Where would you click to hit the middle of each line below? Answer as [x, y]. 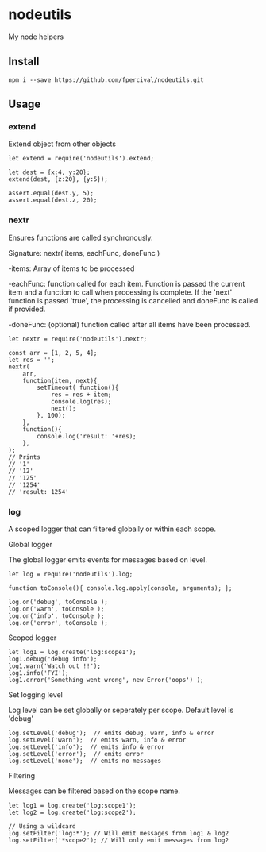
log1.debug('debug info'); [53, 659]
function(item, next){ [60, 380]
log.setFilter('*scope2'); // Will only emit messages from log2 [118, 840]
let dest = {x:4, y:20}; [49, 172]
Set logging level [36, 695]
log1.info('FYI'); [39, 673]
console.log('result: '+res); [87, 436]
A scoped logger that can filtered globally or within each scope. [112, 529]
